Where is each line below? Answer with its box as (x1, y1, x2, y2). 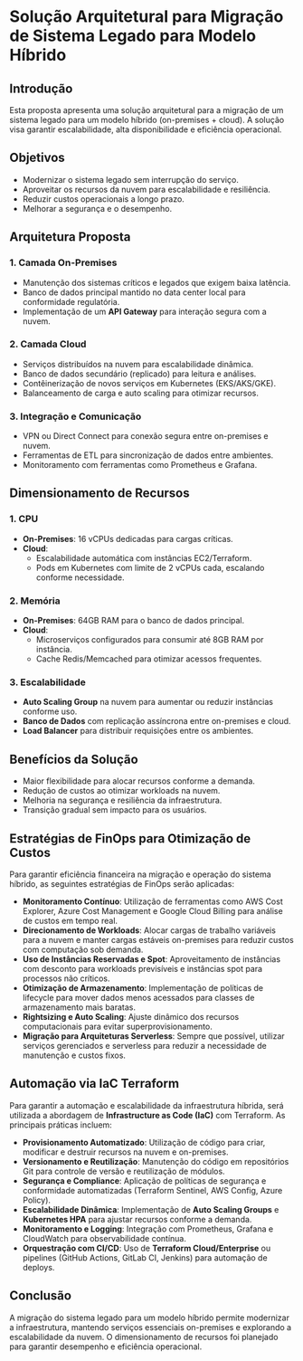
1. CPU (9, 513, 39, 526)
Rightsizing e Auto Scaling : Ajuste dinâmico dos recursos (22, 1012, 240, 1022)
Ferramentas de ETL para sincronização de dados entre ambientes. (22, 450, 274, 461)
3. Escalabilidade (9, 676, 86, 689)
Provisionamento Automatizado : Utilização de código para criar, (22, 1137, 266, 1147)
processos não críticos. (22, 973, 110, 984)
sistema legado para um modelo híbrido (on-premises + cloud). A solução (9, 115, 285, 125)
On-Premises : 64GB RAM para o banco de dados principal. (22, 615, 245, 626)
